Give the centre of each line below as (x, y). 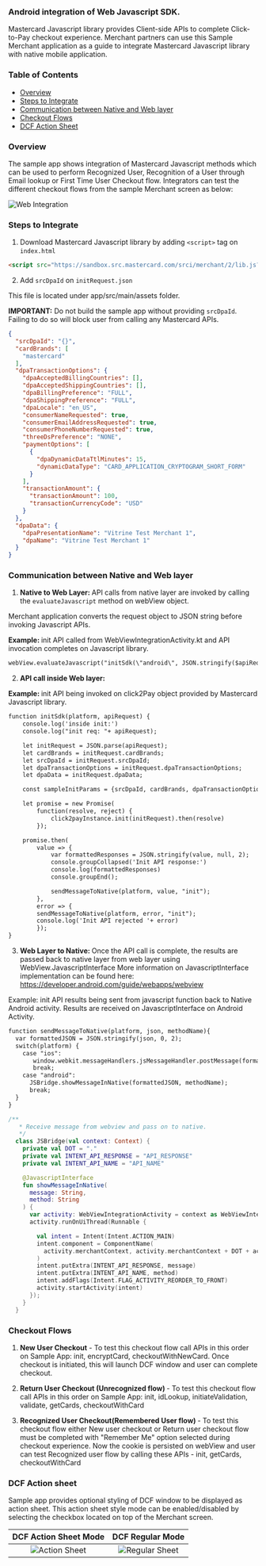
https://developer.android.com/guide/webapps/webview (112, 985)
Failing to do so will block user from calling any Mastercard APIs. (114, 320)
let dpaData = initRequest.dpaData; (83, 775)
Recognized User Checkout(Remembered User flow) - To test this (129, 1420)
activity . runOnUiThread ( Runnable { (88, 1222)
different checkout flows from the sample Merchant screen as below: (121, 189)
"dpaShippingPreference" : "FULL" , (79, 400)
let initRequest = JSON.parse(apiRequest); (95, 745)
